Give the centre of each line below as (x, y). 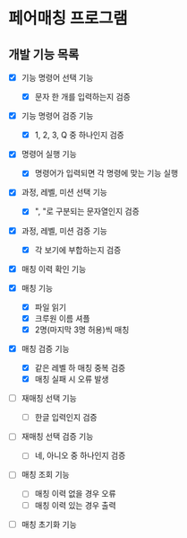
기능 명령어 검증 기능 (57, 116)
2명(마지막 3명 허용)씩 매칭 (82, 330)
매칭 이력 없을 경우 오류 (76, 494)
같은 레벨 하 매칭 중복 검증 (80, 368)
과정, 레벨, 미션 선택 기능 (64, 192)
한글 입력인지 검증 (66, 418)
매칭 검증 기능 (45, 348)
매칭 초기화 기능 (49, 524)
